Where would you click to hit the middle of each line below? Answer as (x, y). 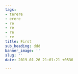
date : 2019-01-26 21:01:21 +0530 (39, 60)
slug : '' (14, 55)
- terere (14, 14)
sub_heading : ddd (23, 46)
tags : (11, 10)
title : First (18, 42)
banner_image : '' (23, 50)
